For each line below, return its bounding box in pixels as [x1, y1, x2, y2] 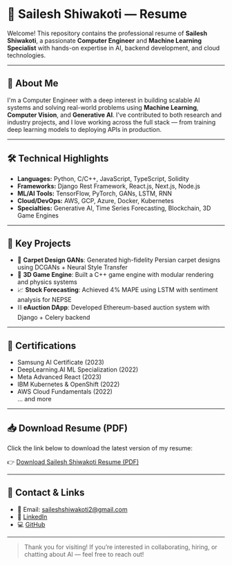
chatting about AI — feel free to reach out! [23, 550, 144, 558]
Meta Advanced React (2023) [17, 373, 102, 381]
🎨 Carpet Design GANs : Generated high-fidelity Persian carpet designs [17, 256, 221, 265]
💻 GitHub [17, 520, 46, 528]
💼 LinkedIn [17, 513, 48, 521]
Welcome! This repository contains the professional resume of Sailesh [7, 29, 208, 37]
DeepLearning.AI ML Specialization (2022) [17, 365, 139, 374]
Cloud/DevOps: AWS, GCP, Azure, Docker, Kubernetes [17, 196, 174, 204]
